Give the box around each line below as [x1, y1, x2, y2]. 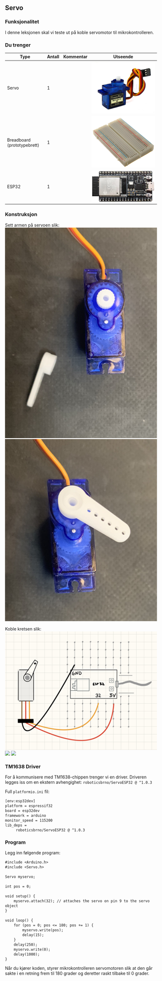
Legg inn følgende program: [5, 850, 61, 856]
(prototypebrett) [7, 142, 40, 148]
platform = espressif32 [5, 803, 53, 808]
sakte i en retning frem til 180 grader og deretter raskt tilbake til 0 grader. [5, 970, 149, 976]
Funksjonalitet [5, 18, 40, 25]
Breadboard [7, 137, 31, 142]
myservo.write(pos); [22, 928, 64, 933]
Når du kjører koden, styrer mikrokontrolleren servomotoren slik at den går [5, 965, 153, 971]
